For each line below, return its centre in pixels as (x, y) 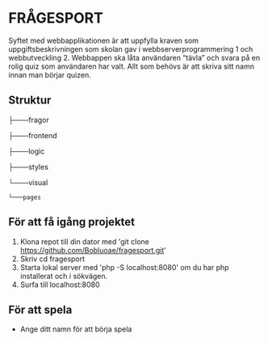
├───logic (27, 151)
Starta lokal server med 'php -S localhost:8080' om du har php (124, 267)
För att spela (40, 309)
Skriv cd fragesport (52, 259)
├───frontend (33, 135)
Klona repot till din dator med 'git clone (84, 241)
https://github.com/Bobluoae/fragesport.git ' (93, 250)
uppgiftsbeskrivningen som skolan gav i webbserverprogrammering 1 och (131, 49)
